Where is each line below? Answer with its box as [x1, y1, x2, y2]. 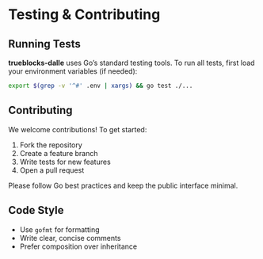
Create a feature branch [19, 148, 98, 158]
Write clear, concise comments [19, 233, 121, 242]
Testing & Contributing [8, 6, 161, 24]
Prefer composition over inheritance [19, 242, 137, 251]
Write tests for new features [19, 157, 111, 166]
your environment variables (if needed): [8, 67, 138, 76]
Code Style [8, 204, 64, 217]
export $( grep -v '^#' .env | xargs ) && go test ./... [8, 82, 193, 90]
